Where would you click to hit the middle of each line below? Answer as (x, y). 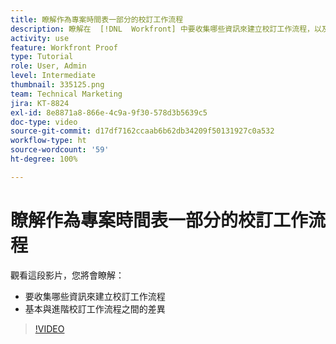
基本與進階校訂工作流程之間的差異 (95, 308)
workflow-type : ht (48, 141)
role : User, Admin (48, 66)
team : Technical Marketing (66, 94)
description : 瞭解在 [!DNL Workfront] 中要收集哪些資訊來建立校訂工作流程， (162, 29)
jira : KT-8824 (40, 103)
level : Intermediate (53, 76)
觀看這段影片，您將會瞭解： (67, 275)
